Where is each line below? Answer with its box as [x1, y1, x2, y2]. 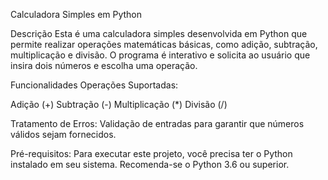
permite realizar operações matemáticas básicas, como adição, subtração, [10, 39, 318, 50]
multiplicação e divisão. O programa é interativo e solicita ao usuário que [10, 49, 311, 61]
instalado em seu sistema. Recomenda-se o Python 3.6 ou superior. [10, 159, 290, 170]
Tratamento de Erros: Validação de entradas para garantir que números [10, 118, 305, 129]
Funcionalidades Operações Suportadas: [10, 79, 179, 91]
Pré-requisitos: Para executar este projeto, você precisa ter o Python [10, 148, 293, 159]
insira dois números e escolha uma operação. [10, 60, 198, 71]
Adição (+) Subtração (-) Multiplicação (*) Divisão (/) [10, 99, 228, 110]
